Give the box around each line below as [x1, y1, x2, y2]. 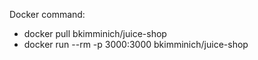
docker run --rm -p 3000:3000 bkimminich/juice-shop [23, 39, 249, 50]
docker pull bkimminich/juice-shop [23, 28, 167, 39]
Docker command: [9, 9, 86, 20]
